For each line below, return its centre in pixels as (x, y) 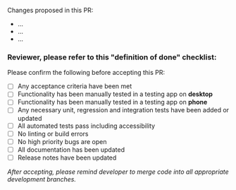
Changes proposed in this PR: (50, 10)
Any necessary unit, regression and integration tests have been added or (123, 110)
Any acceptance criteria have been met (75, 86)
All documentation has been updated (71, 149)
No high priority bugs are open (62, 141)
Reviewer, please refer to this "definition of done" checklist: (112, 57)
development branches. (42, 179)
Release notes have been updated (67, 158)
